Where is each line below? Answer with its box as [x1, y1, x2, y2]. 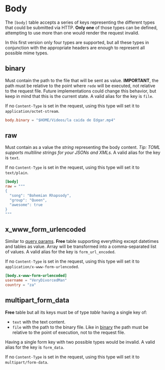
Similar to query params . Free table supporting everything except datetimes [5, 238, 159, 244]
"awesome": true [9, 202, 43, 207]
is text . [5, 155, 20, 161]
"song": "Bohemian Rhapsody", [9, 193, 71, 198]
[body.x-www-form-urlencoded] [5, 273, 67, 278]
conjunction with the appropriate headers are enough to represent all [5, 45, 145, 50]
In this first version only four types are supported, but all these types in [5, 39, 149, 45]
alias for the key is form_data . [5, 344, 65, 350]
